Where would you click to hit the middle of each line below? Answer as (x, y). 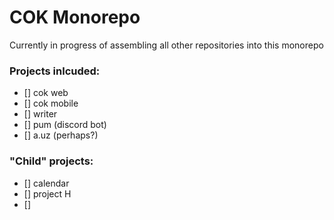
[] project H (47, 193)
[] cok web (46, 93)
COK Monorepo (75, 17)
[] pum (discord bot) (65, 125)
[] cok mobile (51, 103)
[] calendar (46, 183)
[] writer (40, 114)
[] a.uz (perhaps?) (61, 135)
